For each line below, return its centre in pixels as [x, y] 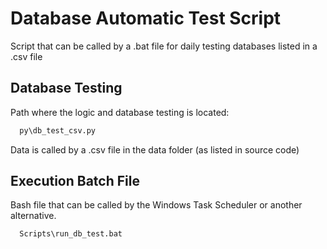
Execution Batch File [75, 181]
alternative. [33, 216]
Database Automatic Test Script [146, 18]
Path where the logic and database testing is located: [120, 112]
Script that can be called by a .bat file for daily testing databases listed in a [164, 46]
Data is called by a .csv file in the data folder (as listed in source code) [155, 149]
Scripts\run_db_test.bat [71, 234]
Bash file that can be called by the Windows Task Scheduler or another [156, 205]
